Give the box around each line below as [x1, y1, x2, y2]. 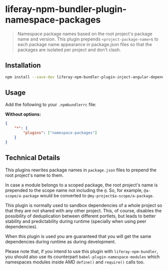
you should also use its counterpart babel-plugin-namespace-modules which [5, 253, 160, 259]
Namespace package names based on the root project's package [17, 31, 152, 37]
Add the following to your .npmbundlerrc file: [5, 102, 96, 108]
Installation [5, 61, 41, 70]
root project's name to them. [5, 172, 64, 178]
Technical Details [5, 154, 60, 162]
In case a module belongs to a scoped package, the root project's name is [5, 182, 158, 188]
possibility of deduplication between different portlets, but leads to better [5, 213, 156, 219]
